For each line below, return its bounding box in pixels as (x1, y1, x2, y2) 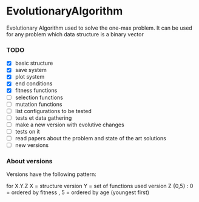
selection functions (15, 94, 64, 101)
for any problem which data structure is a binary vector (6, 30, 144, 37)
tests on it (15, 128, 41, 135)
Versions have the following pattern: (6, 171, 97, 178)
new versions (15, 141, 49, 149)
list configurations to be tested (15, 107, 92, 114)
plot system (15, 73, 45, 80)
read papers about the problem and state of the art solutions (15, 134, 167, 142)
